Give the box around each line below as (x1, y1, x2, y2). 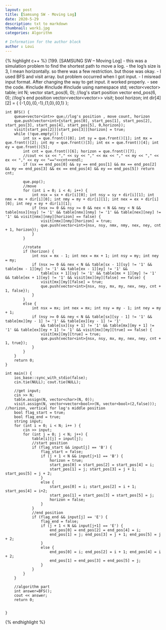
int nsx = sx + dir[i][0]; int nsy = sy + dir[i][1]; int (31, 192, 155, 197)
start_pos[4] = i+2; (5, 488, 48, 493)
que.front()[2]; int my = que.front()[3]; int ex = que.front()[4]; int (5, 140, 159, 145)
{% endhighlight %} (5, 619, 46, 625)
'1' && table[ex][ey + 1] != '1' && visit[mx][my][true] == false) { (5, 327, 153, 332)
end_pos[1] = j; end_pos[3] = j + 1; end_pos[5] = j (49, 532, 162, 537)
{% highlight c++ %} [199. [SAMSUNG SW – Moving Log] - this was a (5, 58, 147, 64)
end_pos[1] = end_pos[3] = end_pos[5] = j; (49, 558, 141, 563)
